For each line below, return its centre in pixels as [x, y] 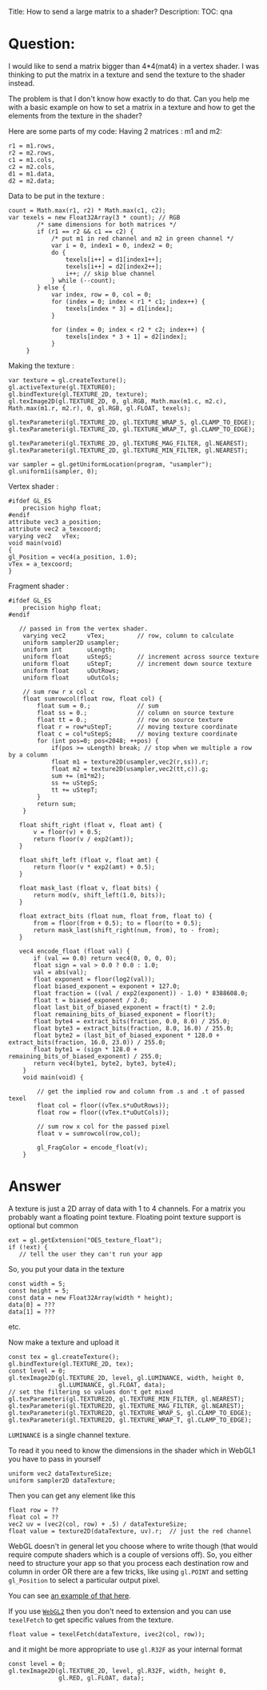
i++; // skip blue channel [110, 273]
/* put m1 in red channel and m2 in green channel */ [142, 238]
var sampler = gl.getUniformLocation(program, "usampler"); [111, 464]
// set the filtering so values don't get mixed [91, 1392]
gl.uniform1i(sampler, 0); [53, 471]
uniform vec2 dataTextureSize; [60, 1474]
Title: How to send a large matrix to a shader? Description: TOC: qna [121, 12]
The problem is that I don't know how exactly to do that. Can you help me [129, 99]
